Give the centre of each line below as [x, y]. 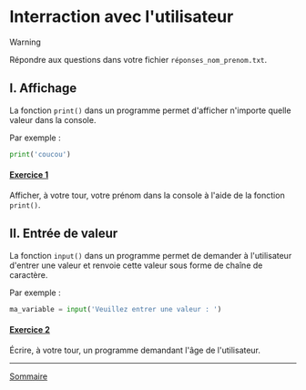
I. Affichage [43, 88]
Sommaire [29, 376]
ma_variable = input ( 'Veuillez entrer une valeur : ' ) [116, 309]
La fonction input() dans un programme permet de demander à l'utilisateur [151, 255]
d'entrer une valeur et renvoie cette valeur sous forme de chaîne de [136, 265]
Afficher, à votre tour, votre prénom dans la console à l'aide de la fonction [147, 195]
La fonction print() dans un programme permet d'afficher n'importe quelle [150, 110]
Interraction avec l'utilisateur [122, 17]
